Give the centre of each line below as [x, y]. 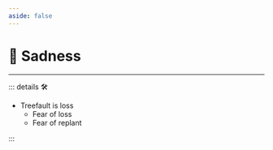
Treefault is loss [47, 105]
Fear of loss [52, 114]
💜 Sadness [45, 56]
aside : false [30, 16]
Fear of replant [57, 122]
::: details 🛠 [28, 87]
